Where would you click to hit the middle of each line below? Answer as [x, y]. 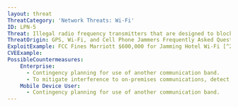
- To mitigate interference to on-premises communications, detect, [129, 79]
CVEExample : [25, 53]
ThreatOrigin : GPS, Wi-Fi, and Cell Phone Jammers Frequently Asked [110, 40]
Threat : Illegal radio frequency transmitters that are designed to [110, 33]
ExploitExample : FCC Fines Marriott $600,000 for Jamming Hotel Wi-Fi [114, 46]
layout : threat [30, 14]
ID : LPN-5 [22, 27]
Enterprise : [38, 66]
